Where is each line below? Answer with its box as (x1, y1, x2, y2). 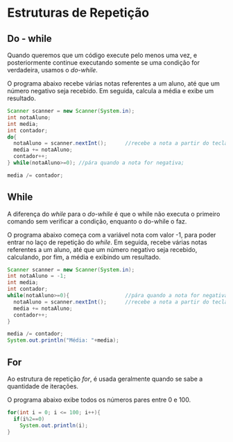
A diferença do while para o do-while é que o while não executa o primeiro (7, 210, 221, 218)
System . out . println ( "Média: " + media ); (7, 337, 119, 344)
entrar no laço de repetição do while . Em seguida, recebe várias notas (7, 238, 207, 246)
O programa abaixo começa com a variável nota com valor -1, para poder (7, 230, 216, 239)
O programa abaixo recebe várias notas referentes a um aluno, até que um (7, 79, 220, 88)
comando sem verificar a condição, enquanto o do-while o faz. (7, 217, 187, 226)
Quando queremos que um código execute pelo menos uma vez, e (7, 51, 198, 59)
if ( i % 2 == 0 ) (13, 416, 45, 423)
